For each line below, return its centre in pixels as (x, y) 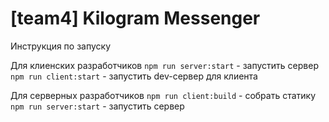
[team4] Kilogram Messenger (135, 18)
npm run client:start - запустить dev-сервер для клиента (134, 76)
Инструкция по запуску (61, 46)
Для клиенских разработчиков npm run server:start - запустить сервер (164, 65)
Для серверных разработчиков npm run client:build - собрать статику (163, 95)
